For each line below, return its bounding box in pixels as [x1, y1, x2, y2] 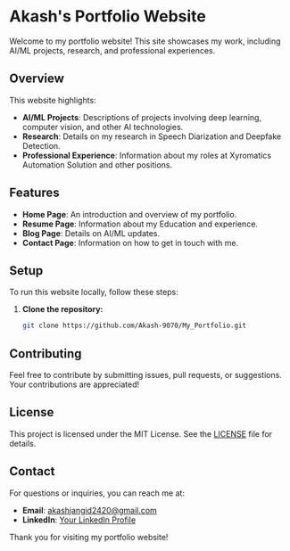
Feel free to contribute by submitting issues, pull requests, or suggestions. [9, 370, 283, 381]
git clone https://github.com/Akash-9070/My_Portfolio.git [21, 321, 247, 331]
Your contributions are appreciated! [9, 379, 140, 390]
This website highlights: [9, 95, 96, 105]
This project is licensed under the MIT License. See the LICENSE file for [9, 428, 273, 439]
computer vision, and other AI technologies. [21, 121, 184, 132]
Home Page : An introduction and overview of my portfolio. [21, 209, 237, 219]
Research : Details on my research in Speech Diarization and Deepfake [21, 131, 282, 142]
